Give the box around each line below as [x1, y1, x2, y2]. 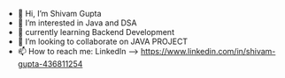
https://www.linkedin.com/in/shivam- [140, 46, 276, 56]
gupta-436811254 [17, 59, 83, 69]
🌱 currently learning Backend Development [17, 27, 175, 37]
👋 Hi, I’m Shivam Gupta [17, 9, 102, 18]
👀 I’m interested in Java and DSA [17, 18, 137, 28]
